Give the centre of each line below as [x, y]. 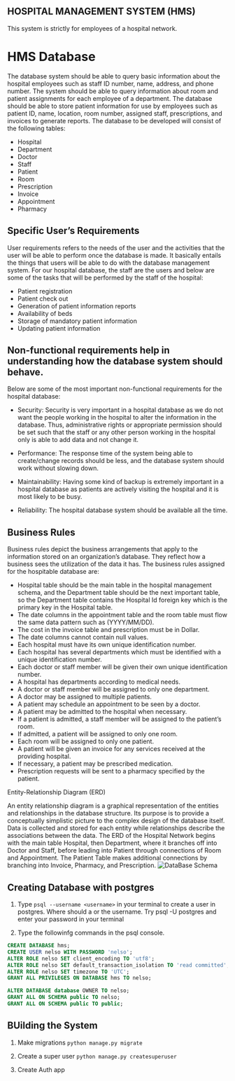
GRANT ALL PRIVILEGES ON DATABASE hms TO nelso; [79, 978]
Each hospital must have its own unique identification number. [107, 645]
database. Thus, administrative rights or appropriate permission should [120, 425]
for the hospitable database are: [54, 572]
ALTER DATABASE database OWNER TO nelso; [69, 991]
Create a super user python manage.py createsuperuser [97, 1056]
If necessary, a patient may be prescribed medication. [95, 764]
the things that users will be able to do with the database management [108, 263]
